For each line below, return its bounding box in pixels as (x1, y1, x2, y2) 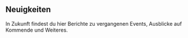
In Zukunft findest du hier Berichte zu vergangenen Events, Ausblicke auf (5, 20, 182, 27)
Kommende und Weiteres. (5, 26, 68, 33)
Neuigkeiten (5, 5, 51, 15)
